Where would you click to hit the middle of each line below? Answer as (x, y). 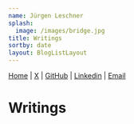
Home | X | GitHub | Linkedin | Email (67, 76)
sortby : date (30, 46)
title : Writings (35, 38)
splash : (21, 23)
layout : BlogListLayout (48, 53)
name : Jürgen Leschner (46, 16)
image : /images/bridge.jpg (60, 30)
